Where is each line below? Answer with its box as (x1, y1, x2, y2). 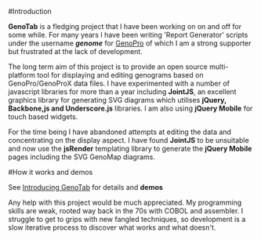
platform (8, 71, 35, 79)
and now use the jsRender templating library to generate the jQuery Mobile (8, 144, 252, 153)
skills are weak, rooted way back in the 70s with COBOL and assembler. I (8, 206, 244, 215)
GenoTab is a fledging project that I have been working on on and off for (8, 22, 241, 31)
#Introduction (8, 7, 53, 16)
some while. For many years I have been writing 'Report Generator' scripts (8, 31, 248, 39)
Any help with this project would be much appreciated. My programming (8, 198, 241, 207)
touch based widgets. (8, 112, 78, 121)
